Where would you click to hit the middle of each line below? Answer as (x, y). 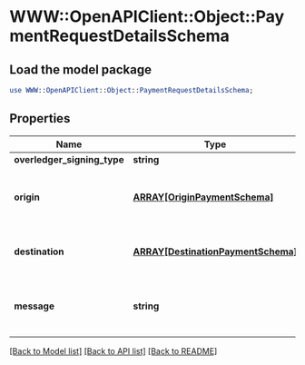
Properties (40, 118)
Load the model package (81, 69)
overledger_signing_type (69, 159)
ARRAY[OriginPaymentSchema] (203, 197)
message (34, 306)
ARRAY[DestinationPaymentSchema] (215, 252)
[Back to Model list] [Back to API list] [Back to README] (113, 350)
